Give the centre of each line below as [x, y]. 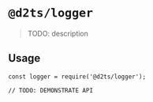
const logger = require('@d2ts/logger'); [77, 77]
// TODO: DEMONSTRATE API [50, 90]
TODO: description [58, 33]
